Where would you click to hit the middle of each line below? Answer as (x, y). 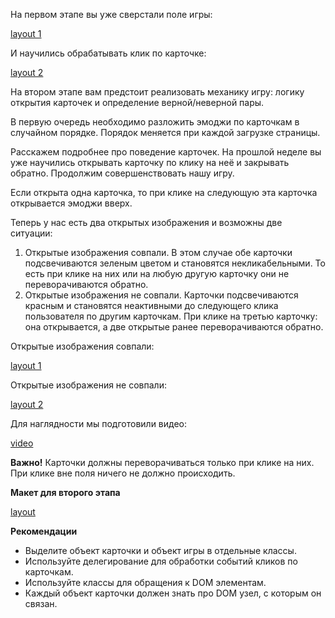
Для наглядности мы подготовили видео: (99, 423)
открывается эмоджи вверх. (71, 203)
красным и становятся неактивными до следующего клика (151, 305)
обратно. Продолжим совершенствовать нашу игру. (122, 173)
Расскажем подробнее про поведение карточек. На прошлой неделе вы (166, 152)
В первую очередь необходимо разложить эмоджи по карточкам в (155, 122)
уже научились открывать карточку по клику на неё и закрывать (150, 162)
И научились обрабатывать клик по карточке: (108, 53)
